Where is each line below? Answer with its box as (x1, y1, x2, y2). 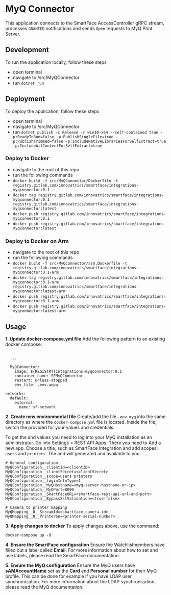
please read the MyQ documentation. (5, 584, 84, 590)
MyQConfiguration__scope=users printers (5, 474, 93, 479)
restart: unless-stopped (14, 378, 67, 383)
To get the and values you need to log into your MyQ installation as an (5, 434, 152, 440)
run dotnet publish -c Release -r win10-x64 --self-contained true (12, 128, 159, 135)
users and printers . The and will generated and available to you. (5, 450, 141, 456)
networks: (5, 391, 27, 396)
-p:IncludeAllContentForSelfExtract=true (12, 143, 102, 148)
